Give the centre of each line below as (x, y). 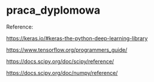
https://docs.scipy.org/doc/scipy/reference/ (60, 61)
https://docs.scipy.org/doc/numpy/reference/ (62, 72)
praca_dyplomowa (53, 10)
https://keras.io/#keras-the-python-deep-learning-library (77, 38)
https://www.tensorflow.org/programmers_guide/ (67, 50)
